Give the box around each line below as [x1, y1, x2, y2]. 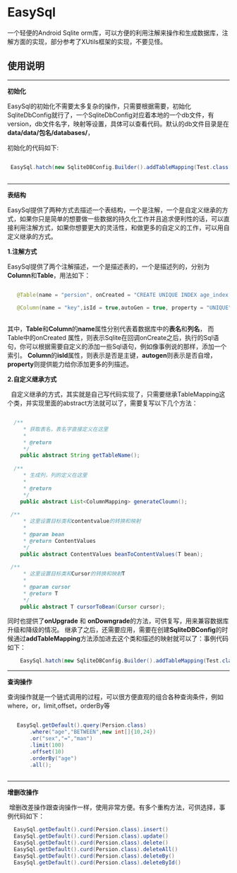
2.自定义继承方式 [7, 375, 57, 383]
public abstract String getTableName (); [20, 452, 140, 459]
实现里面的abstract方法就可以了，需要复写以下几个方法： [31, 399, 199, 407]
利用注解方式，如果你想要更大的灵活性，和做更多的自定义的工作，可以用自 [13, 223, 230, 232]
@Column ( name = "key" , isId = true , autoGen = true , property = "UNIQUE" [16, 305, 232, 312]
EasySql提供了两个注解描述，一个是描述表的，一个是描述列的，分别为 [7, 262, 210, 271]
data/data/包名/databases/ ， [7, 128, 94, 136]
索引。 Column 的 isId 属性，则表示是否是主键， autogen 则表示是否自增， [7, 351, 217, 359]
